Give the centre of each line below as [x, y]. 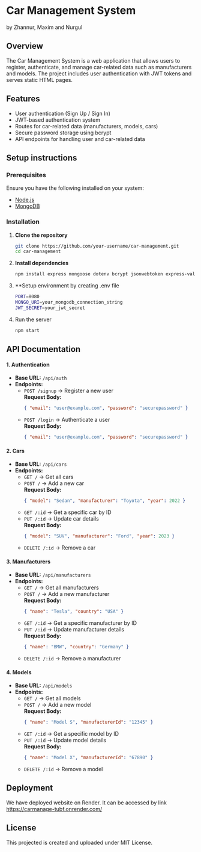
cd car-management [38, 252]
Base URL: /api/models [43, 686]
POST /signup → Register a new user [69, 391]
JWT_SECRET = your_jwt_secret [50, 308]
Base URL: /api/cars [41, 464]
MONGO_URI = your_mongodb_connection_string [69, 302]
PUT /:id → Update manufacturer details [74, 630]
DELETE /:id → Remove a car [60, 547]
